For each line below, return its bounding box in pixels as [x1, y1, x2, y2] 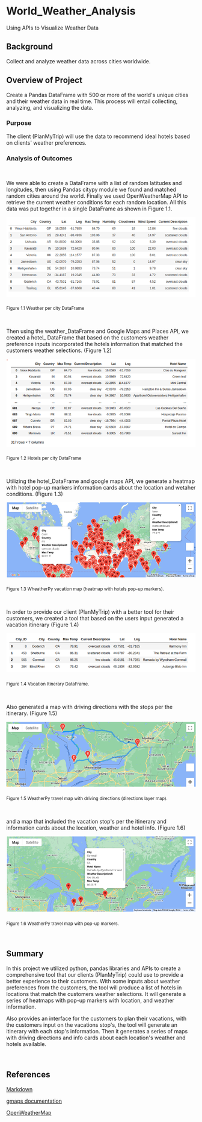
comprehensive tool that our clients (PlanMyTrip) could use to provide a [6, 971, 184, 978]
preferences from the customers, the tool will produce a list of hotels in [6, 984, 182, 991]
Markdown [6, 1085, 33, 1092]
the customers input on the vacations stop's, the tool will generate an [6, 1021, 177, 1029]
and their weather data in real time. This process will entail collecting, [6, 98, 178, 105]
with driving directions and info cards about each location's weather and [6, 1034, 186, 1041]
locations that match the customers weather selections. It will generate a [6, 990, 186, 997]
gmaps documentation [6, 1097, 62, 1105]
